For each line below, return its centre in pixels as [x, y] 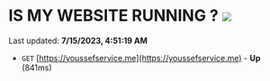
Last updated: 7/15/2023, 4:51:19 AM [78, 40]
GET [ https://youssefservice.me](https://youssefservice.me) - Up [141, 58]
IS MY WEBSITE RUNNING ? [114, 16]
